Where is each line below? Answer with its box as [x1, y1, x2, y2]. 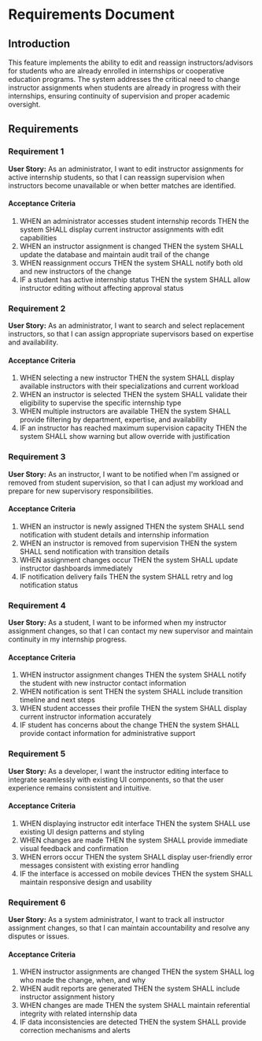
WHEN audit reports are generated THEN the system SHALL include [19, 983, 241, 994]
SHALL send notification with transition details [19, 546, 170, 556]
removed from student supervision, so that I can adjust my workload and [8, 478, 244, 487]
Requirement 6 [8, 897, 66, 908]
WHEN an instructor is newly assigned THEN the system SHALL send [19, 522, 245, 531]
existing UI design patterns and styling [19, 827, 145, 836]
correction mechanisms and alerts [19, 1026, 131, 1035]
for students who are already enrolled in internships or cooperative [8, 66, 225, 76]
